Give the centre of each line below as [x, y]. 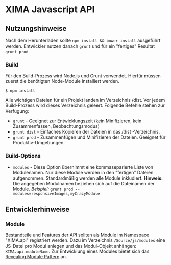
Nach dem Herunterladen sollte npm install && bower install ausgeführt [83, 40]
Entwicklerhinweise [38, 209]
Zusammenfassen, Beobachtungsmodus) [56, 126]
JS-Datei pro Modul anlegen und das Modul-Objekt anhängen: [71, 246]
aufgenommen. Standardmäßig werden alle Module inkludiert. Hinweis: [88, 178]
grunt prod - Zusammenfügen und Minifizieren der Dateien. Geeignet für [89, 137]
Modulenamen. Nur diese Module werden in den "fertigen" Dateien [83, 172]
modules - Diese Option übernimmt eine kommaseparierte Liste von [83, 167]
